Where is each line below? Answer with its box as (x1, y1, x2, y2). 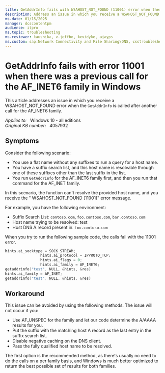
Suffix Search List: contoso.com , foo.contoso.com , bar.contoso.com (12, 214, 146, 220)
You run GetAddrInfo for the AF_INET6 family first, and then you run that (12, 175, 158, 181)
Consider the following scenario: (5, 150, 71, 156)
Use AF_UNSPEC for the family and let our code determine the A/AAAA (12, 317, 156, 323)
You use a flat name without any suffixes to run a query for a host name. (12, 159, 159, 165)
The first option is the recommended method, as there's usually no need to (5, 353, 157, 359)
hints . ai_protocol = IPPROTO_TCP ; (40, 253, 111, 258)
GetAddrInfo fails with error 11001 (5, 60, 145, 71)
